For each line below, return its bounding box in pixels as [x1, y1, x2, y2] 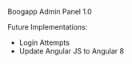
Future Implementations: [7, 22, 88, 31]
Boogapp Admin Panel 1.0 [7, 7, 93, 16]
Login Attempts [18, 38, 70, 47]
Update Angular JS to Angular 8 [18, 46, 125, 55]
